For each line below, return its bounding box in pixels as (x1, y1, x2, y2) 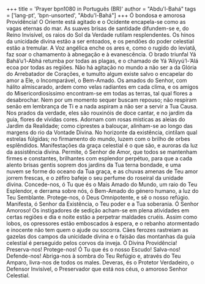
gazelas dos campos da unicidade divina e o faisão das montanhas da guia (6, 233, 196, 240)
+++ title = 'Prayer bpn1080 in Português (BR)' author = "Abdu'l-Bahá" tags (6, 6, 196, 12)
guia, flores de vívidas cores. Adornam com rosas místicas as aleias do (6, 116, 185, 123)
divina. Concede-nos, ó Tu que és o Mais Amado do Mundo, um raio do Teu (6, 181, 198, 188)
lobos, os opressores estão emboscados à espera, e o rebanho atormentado (6, 220, 199, 227)
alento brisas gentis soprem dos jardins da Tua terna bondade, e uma (6, 162, 182, 168)
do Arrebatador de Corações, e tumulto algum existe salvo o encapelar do (6, 70, 193, 77)
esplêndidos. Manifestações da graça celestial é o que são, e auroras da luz (6, 142, 198, 149)
